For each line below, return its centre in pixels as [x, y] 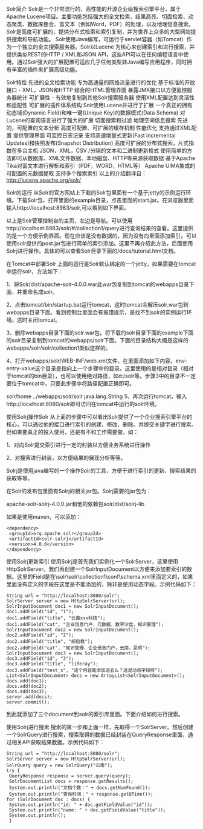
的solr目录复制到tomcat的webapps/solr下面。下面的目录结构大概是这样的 [98, 340]
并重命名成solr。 [37, 292]
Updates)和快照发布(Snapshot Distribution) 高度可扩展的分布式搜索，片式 [98, 143]
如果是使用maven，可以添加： [44, 517]
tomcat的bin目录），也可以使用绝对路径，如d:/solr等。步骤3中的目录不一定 [104, 376]
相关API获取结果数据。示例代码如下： [58, 742]
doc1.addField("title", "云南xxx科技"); [56, 618]
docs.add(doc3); [27, 691]
